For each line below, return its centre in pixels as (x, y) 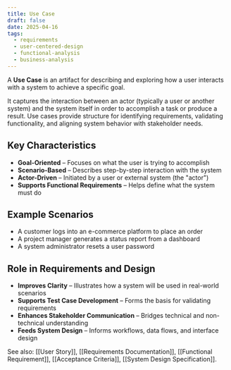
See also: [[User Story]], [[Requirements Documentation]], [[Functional (110, 352)
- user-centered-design (48, 47)
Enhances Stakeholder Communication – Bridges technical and (111, 316)
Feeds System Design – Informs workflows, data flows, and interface (118, 331)
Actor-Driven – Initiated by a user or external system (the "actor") (113, 178)
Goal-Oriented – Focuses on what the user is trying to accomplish (113, 162)
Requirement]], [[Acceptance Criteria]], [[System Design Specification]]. (112, 359)
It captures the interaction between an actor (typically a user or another (111, 101)
